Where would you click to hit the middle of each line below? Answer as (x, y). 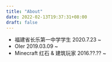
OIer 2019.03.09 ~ (36, 46)
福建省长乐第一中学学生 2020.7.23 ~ (58, 40)
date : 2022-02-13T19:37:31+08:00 (47, 17)
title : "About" (24, 11)
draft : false (22, 22)
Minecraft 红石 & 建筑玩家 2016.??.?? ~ (60, 53)
